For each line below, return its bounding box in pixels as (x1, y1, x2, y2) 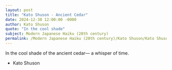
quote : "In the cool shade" (5, 27, 66, 32)
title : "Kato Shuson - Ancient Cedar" (5, 12, 88, 17)
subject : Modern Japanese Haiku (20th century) (5, 31, 109, 36)
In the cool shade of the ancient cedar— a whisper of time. (5, 50, 130, 56)
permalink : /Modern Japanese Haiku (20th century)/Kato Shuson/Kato (5, 36, 155, 41)
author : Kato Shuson (5, 21, 50, 27)
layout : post (5, 7, 33, 13)
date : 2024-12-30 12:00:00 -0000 (5, 17, 77, 22)
